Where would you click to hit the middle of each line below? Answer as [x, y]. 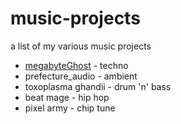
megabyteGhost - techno [76, 65]
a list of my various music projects [81, 46]
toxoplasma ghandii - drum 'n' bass [98, 86]
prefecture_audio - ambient [81, 76]
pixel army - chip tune [70, 108]
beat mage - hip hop [67, 97]
